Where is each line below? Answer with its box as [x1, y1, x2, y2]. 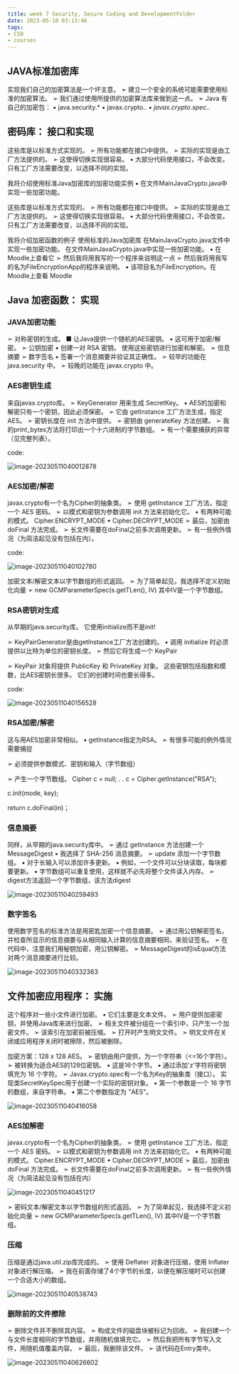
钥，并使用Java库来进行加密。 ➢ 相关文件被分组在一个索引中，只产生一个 [7, 1019, 223, 1028]
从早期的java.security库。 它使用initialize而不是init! [7, 623, 156, 632]
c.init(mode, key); [7, 789, 59, 797]
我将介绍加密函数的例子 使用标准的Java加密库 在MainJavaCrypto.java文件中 [7, 235, 230, 244]
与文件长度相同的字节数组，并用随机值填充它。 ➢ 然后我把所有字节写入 [7, 1335, 216, 1343]
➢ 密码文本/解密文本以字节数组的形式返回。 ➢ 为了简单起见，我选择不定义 [7, 1203, 225, 1211]
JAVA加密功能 [7, 317, 56, 327]
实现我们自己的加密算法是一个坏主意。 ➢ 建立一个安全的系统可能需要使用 [7, 85, 222, 93]
